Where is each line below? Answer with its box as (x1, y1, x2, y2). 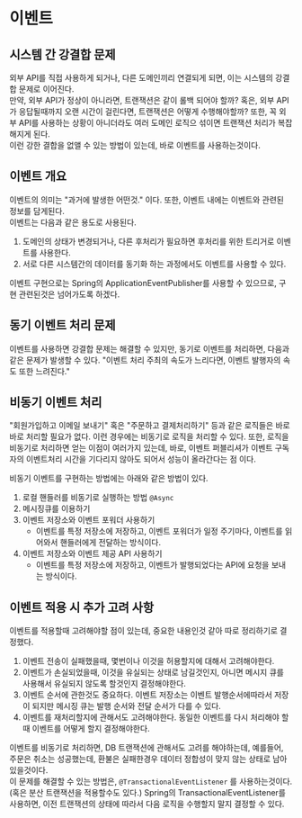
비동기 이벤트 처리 (9, 395, 102, 410)
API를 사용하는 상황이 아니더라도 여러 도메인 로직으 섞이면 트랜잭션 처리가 (18, 118, 276, 128)
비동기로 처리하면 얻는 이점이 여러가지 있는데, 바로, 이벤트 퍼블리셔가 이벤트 (9, 443, 273, 454)
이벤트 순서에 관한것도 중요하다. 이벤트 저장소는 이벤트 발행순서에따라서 (22, 689, 272, 700)
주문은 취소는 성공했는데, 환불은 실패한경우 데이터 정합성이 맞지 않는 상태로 (9, 753, 271, 765)
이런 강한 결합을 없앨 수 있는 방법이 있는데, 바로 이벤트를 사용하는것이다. (9, 140, 261, 150)
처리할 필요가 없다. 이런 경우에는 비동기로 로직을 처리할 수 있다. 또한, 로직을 (25, 431, 289, 442)
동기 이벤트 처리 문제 (9, 318, 116, 333)
